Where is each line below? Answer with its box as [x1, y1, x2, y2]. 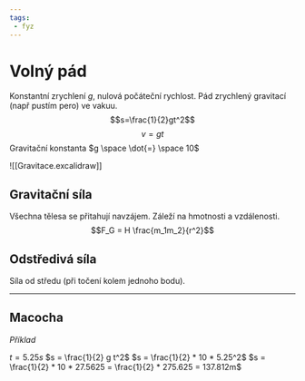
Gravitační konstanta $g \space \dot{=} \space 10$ [9, 142, 200, 154]
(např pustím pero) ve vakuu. [9, 101, 118, 112]
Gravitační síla [9, 187, 93, 202]
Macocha [9, 310, 64, 326]
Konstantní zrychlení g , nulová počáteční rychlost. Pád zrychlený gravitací [9, 91, 287, 102]
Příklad [9, 334, 36, 345]
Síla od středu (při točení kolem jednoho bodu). [9, 276, 186, 287]
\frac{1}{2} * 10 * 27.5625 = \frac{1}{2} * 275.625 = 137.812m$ [9, 361, 242, 372]
